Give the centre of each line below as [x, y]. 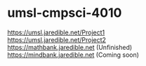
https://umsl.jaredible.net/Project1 [56, 32]
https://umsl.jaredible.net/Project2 [57, 39]
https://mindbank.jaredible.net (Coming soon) [73, 55]
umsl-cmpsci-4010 [65, 13]
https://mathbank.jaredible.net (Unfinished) [70, 47]
